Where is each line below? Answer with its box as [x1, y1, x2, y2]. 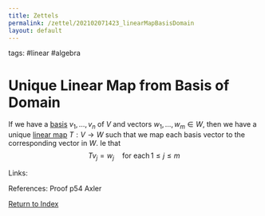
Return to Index [8, 198, 59, 208]
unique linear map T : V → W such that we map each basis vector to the [8, 130, 246, 139]
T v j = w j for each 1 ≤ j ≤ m [87, 151, 181, 162]
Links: [8, 168, 28, 178]
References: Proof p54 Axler [8, 183, 102, 193]
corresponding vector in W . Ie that [8, 139, 121, 148]
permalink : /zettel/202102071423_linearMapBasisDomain [8, 19, 195, 27]
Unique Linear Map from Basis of [8, 77, 230, 94]
